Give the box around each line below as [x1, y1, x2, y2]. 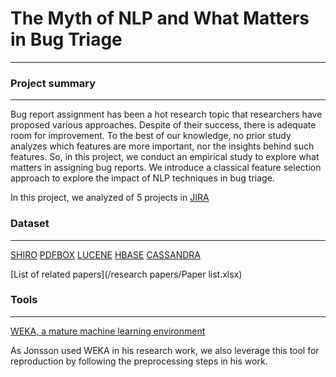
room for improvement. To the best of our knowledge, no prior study [10, 130, 292, 142]
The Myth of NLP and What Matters [10, 7, 310, 30]
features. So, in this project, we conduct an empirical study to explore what [10, 151, 320, 163]
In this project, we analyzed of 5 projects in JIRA [10, 192, 210, 204]
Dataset [10, 217, 50, 231]
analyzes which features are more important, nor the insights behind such [10, 140, 315, 152]
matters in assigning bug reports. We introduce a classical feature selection [10, 162, 322, 174]
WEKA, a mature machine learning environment [10, 325, 206, 337]
